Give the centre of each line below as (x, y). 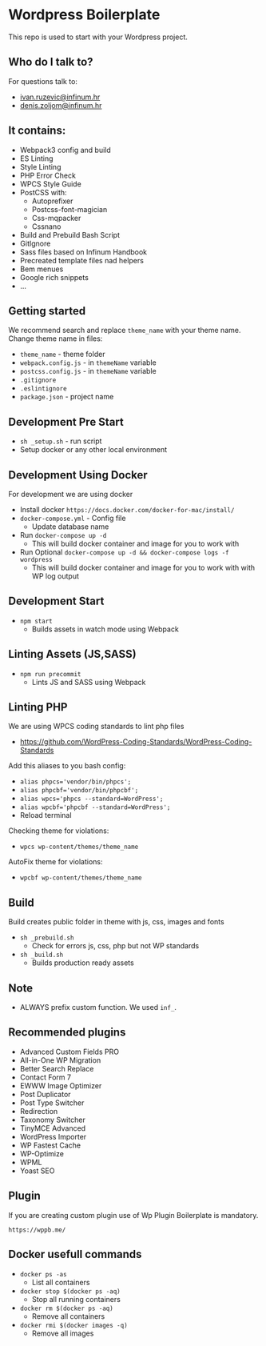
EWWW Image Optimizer (61, 1085)
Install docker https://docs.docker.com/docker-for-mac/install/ (127, 509)
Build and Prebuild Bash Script (70, 234)
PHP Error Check (48, 175)
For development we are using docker (71, 494)
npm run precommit (50, 674)
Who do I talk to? (51, 62)
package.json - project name (67, 397)
